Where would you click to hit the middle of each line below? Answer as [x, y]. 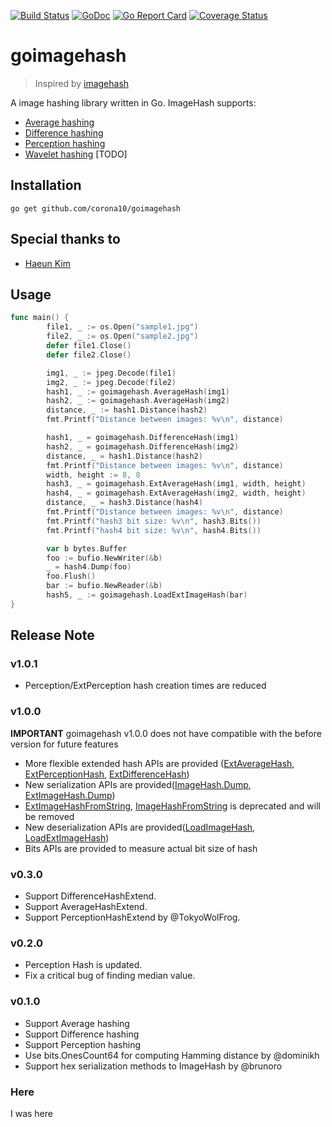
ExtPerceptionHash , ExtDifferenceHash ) [107, 774]
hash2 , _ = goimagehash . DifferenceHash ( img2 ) [143, 446]
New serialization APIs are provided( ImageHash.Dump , [138, 784]
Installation [46, 185]
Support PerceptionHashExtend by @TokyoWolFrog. [132, 917]
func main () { [40, 318]
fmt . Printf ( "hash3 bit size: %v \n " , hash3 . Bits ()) [154, 521]
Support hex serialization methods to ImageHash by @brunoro [153, 1066]
